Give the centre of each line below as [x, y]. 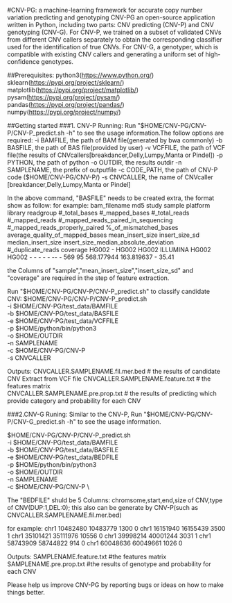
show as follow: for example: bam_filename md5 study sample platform [109, 205]
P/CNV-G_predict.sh [36, 422]
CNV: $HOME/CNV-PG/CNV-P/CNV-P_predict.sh [77, 299]
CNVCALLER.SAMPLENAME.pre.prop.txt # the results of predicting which [112, 393]
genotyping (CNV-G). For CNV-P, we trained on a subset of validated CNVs [114, 32]
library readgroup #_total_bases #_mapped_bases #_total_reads [98, 213]
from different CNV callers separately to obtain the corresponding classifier [115, 40]
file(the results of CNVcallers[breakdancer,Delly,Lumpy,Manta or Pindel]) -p [115, 155]
